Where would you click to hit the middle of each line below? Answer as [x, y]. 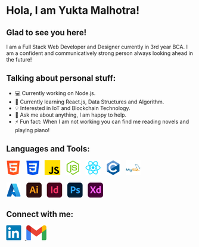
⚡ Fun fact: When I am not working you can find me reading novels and [102, 121]
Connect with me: [40, 214]
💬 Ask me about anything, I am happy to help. [71, 115]
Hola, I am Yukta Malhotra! [73, 10]
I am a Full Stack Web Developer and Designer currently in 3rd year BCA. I [97, 47]
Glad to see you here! [46, 33]
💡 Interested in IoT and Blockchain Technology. [72, 108]
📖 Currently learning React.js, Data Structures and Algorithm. [89, 102]
